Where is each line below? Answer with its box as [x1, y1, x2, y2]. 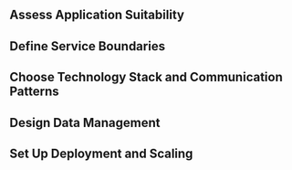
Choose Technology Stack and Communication [9, 69, 283, 85]
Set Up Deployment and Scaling [9, 145, 193, 161]
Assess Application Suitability [9, 7, 185, 23]
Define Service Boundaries [9, 38, 166, 54]
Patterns [9, 84, 59, 100]
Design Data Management [9, 114, 161, 131]
